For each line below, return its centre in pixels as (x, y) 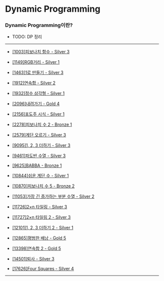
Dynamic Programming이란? (39, 25)
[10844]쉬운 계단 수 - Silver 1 (41, 176)
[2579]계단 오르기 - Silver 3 (39, 135)
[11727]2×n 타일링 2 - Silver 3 (41, 217)
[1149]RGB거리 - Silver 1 (36, 62)
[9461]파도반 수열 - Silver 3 (39, 156)
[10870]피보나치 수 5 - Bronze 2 (43, 186)
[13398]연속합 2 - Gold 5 (36, 249)
